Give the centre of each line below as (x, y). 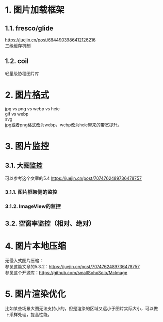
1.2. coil (17, 61)
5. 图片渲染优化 (35, 294)
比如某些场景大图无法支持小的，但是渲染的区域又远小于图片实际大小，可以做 (81, 308)
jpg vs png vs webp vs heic (32, 109)
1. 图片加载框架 (35, 10)
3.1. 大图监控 (24, 166)
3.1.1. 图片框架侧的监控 (31, 192)
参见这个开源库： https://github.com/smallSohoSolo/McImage (66, 272)
